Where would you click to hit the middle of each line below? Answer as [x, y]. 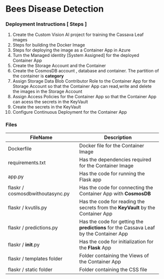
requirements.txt [27, 162]
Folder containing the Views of [114, 255]
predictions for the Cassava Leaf [117, 227]
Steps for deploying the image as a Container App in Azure [72, 50]
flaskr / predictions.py [33, 227]
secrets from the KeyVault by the [117, 208]
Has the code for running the [112, 174]
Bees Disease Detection [55, 9]
